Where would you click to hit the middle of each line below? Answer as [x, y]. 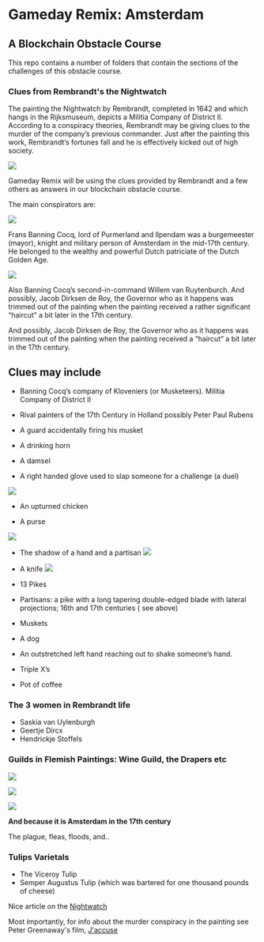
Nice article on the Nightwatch [58, 906]
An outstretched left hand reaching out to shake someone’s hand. [126, 654]
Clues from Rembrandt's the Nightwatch [88, 91]
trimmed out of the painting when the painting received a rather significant [129, 307]
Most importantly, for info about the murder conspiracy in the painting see [128, 921]
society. [21, 151]
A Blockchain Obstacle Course [85, 44]
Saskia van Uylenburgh [57, 722]
